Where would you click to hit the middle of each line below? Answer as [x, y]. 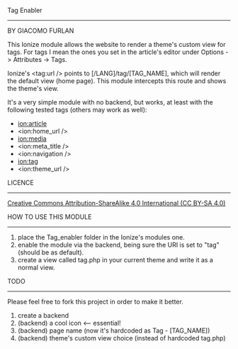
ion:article [32, 123]
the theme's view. [33, 88]
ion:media [32, 139]
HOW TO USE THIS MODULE [50, 217]
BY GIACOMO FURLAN [41, 31]
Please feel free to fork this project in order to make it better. [96, 302]
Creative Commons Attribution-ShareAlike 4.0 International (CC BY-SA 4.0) [117, 203]
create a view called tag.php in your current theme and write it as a [115, 260]
